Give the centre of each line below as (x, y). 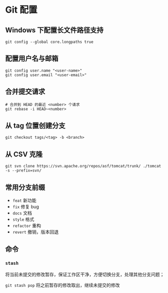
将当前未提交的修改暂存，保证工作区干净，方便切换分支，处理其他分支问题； (85, 274)
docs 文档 (22, 213)
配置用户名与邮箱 (32, 59)
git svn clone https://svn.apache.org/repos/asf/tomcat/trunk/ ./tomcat (83, 166)
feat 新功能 (24, 200)
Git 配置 (21, 10)
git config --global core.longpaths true (49, 42)
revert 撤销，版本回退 (36, 232)
